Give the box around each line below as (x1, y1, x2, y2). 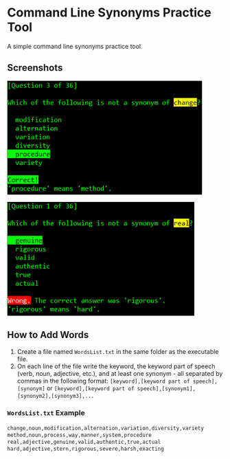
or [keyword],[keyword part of (47, 383, 135, 392)
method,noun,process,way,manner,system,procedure (7, 432, 152, 438)
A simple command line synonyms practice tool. (7, 42, 143, 50)
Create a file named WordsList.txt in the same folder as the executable (16, 347, 219, 355)
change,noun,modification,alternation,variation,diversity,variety (7, 425, 205, 432)
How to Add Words (7, 329, 89, 341)
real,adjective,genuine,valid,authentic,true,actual (7, 438, 161, 445)
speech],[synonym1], (137, 385, 196, 392)
